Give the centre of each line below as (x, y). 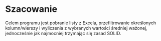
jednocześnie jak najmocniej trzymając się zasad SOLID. (63, 33)
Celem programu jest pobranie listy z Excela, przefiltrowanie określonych (81, 23)
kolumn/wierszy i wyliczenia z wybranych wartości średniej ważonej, (76, 28)
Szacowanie (31, 9)
